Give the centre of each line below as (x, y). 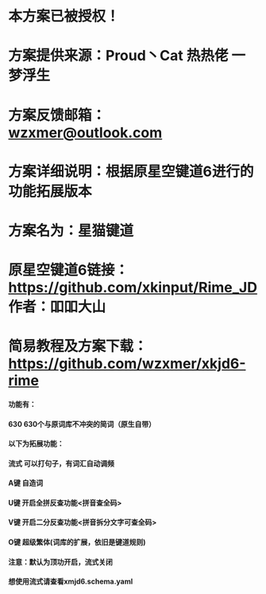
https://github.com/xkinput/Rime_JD (133, 288)
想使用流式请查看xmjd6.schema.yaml (71, 581)
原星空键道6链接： (69, 270)
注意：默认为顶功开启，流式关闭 (60, 561)
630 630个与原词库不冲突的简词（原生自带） (82, 424)
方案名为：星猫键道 (71, 231)
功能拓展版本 (50, 191)
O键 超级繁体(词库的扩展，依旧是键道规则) (77, 542)
